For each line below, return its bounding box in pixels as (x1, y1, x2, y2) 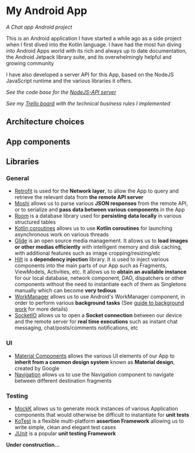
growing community (6, 60, 54, 67)
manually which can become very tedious (14, 287, 117, 294)
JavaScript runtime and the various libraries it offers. (6, 77, 133, 84)
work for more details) (14, 306, 68, 313)
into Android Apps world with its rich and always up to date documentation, (6, 47, 187, 54)
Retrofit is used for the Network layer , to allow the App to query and (14, 187, 179, 194)
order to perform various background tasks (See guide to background (14, 300, 184, 307)
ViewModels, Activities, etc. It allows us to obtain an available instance (14, 268, 187, 276)
